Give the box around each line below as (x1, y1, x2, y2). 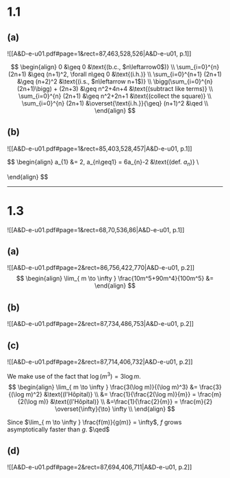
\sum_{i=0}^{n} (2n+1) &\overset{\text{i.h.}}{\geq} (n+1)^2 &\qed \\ (21, 99, 209, 107)
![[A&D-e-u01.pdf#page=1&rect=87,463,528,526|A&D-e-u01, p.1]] (7, 49, 192, 58)
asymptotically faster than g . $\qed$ (7, 425, 110, 433)
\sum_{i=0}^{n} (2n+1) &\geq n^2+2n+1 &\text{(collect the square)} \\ (18, 92, 212, 100)
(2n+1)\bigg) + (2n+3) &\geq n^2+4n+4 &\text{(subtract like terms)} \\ (16, 85, 214, 92)
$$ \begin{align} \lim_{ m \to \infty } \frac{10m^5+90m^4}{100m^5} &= (16, 275, 214, 283)
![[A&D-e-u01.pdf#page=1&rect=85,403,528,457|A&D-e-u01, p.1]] (7, 144, 193, 153)
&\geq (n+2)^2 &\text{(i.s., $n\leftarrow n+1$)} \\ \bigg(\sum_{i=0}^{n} (16, 77, 214, 86)
